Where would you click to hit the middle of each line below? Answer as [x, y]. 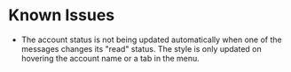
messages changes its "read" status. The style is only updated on [142, 48]
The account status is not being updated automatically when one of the [151, 40]
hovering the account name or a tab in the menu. [110, 58]
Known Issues [62, 15]
